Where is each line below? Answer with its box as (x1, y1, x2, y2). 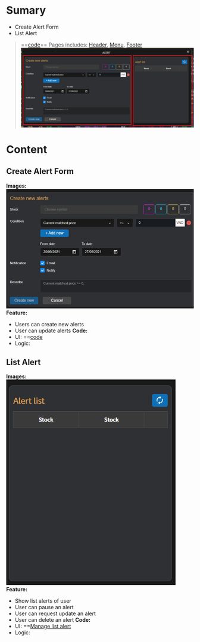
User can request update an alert (14, 610, 96, 617)
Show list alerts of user (14, 597, 71, 604)
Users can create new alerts (14, 321, 85, 328)
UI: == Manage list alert (14, 623, 71, 630)
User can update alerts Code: (14, 327, 88, 334)
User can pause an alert (14, 604, 74, 611)
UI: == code (14, 334, 43, 341)
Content (6, 143, 48, 157)
